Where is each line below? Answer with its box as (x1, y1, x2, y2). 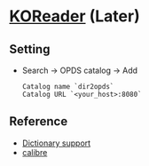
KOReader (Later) (9, 6, 140, 27)
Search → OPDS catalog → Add (21, 65, 138, 75)
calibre (21, 146, 48, 157)
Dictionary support (21, 138, 91, 148)
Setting (9, 42, 51, 57)
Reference (9, 114, 68, 130)
